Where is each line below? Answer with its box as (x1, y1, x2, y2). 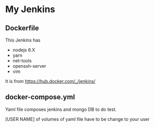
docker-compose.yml (5, 93, 75, 102)
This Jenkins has (5, 37, 41, 43)
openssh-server (12, 63, 47, 69)
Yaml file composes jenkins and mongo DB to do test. (5, 106, 117, 112)
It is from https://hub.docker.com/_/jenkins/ (5, 78, 96, 84)
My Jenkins (5, 4, 56, 15)
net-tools (12, 58, 32, 64)
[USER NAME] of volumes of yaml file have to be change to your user (5, 116, 150, 122)
